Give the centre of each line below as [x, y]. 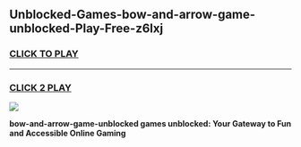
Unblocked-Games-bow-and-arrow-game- [133, 15]
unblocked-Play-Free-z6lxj [86, 29]
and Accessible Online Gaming [68, 133]
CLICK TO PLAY [44, 54]
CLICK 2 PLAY [40, 87]
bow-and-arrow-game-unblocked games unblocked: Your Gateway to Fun [150, 123]
